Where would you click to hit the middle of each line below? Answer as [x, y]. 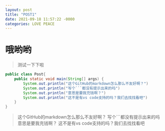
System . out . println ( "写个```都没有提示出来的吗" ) [72, 88]
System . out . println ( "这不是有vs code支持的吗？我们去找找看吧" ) [85, 97]
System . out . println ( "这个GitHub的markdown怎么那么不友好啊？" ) [86, 83]
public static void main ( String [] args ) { [59, 79]
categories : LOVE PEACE [30, 24]
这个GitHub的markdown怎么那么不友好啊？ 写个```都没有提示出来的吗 [88, 117]
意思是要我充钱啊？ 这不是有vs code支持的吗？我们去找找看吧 [81, 123]
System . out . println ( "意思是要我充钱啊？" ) [64, 93]
